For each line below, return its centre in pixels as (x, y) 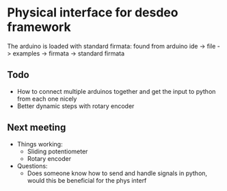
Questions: (32, 166)
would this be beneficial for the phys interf (87, 180)
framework (39, 27)
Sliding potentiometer (57, 151)
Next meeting (37, 128)
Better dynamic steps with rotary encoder (76, 106)
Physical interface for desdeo (93, 13)
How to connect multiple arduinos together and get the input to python (116, 91)
